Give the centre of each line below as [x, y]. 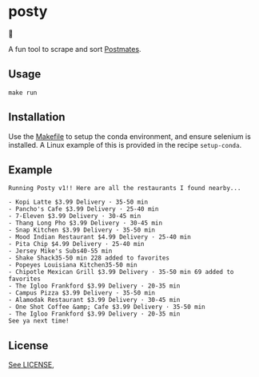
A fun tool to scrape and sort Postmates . [75, 49]
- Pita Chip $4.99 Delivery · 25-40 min [77, 244]
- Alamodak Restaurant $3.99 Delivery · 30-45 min [94, 300]
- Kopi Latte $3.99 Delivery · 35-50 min [78, 202]
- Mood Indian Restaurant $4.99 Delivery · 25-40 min [100, 237]
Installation [37, 117]
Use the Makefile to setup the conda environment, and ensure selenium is [130, 136]
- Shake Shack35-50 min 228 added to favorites [89, 258]
